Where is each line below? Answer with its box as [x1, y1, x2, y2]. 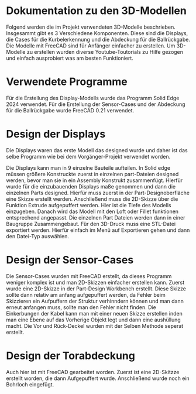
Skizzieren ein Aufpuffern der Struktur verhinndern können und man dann [6, 297, 184, 304]
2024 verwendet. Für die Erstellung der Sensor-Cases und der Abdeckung [6, 101, 185, 108]
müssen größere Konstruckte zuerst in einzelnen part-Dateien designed [6, 170, 179, 177]
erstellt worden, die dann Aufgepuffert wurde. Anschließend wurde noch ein [6, 375, 190, 382]
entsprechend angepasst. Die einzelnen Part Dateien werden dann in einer [6, 214, 185, 221]
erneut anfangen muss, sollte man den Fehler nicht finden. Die [6, 303, 156, 311]
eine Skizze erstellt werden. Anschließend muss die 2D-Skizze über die [6, 195, 178, 203]
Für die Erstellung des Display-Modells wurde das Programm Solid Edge [6, 94, 180, 101]
